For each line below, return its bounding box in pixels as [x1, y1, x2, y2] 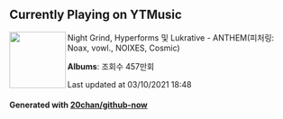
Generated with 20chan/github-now [9, 99, 149, 111]
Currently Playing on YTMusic [9, 7, 182, 23]
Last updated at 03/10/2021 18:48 [67, 78, 192, 89]
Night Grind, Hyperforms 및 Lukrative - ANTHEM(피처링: [67, 32, 275, 43]
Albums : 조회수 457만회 [67, 60, 155, 71]
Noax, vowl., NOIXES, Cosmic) [67, 42, 180, 53]
